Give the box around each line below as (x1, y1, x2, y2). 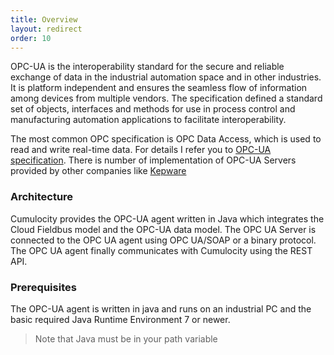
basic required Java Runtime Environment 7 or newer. (10, 313, 231, 325)
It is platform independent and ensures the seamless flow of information (10, 82, 308, 94)
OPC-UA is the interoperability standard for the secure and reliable (10, 61, 285, 73)
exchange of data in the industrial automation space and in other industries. (10, 71, 322, 83)
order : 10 (10, 33, 52, 43)
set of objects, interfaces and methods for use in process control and (10, 103, 296, 115)
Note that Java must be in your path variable (34, 332, 218, 345)
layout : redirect (10, 24, 83, 34)
